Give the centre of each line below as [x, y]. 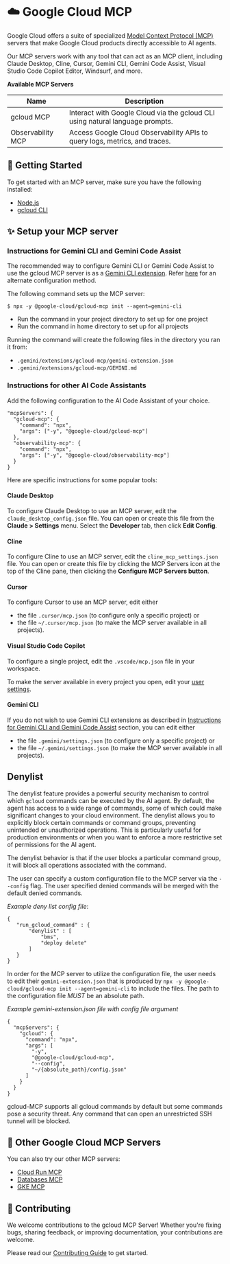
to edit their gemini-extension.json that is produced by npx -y [94, 981]
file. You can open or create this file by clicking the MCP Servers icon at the [114, 564]
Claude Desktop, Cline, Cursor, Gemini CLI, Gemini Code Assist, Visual [106, 63]
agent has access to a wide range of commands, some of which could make [115, 808]
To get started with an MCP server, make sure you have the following [104, 182]
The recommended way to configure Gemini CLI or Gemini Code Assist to [111, 266]
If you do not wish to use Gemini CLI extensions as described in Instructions [114, 720]
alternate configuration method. [52, 280]
